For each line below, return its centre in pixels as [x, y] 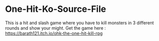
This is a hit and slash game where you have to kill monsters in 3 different [79, 23]
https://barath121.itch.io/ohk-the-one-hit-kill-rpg [54, 33]
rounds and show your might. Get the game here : [55, 28]
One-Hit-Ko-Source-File [56, 9]
